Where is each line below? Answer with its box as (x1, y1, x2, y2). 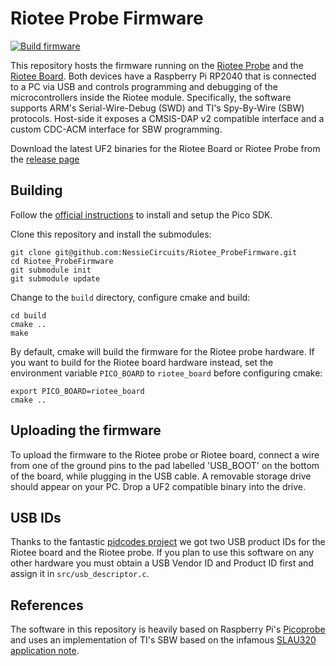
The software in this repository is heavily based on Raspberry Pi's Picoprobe (10, 623, 326, 636)
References (10, 597, 84, 614)
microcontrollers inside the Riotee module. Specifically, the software (10, 91, 292, 103)
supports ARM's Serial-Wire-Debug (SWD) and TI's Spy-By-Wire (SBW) (10, 102, 305, 114)
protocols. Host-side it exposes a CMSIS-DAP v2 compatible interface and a (10, 112, 325, 124)
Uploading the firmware (10, 422, 162, 439)
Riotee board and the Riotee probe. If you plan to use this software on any (10, 547, 315, 559)
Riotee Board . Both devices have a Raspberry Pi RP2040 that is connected (10, 70, 317, 82)
